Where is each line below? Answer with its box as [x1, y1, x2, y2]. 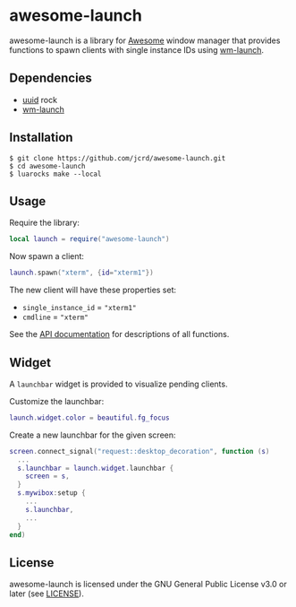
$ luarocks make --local [9, 169, 102, 178]
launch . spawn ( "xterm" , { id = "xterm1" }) [9, 268, 154, 278]
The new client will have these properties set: [9, 284, 177, 296]
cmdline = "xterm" [21, 311, 89, 323]
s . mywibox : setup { [17, 489, 87, 498]
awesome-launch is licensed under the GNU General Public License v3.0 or [9, 579, 288, 590]
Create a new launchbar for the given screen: [9, 429, 176, 440]
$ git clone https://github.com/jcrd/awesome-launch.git [9, 153, 226, 162]
